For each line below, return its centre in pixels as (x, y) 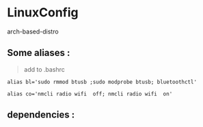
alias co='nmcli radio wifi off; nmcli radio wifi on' (90, 94)
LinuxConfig (43, 13)
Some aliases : (39, 53)
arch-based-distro (33, 31)
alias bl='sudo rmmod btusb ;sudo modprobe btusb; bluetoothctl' (102, 82)
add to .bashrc (44, 69)
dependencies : (41, 115)
